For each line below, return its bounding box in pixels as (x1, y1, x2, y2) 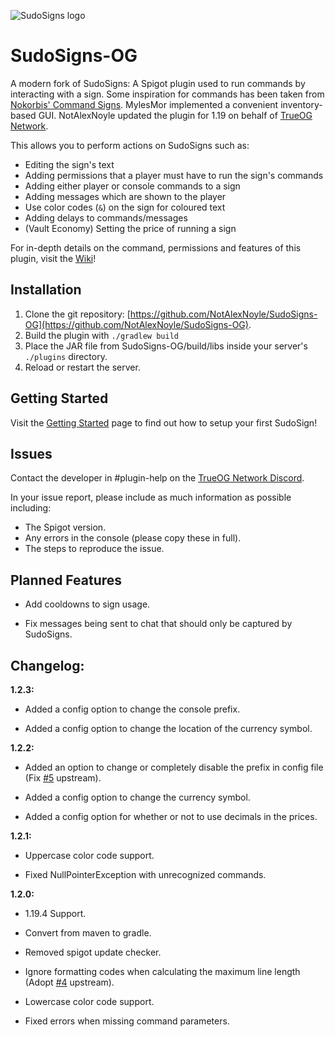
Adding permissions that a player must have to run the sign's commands (24, 169, 324, 181)
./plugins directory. (24, 350, 108, 362)
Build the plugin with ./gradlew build (24, 329, 179, 341)
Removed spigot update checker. (24, 946, 162, 958)
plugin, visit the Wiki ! (10, 252, 97, 264)
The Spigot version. (24, 521, 107, 534)
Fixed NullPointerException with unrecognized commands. (24, 869, 267, 880)
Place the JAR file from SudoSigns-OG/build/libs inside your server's (24, 340, 308, 352)
